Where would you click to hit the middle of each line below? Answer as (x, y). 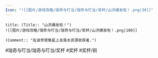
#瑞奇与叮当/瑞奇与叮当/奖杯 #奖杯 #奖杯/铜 (51, 50)
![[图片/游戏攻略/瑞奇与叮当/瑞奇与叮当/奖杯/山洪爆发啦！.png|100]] (71, 30)
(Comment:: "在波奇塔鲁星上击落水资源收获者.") (51, 40)
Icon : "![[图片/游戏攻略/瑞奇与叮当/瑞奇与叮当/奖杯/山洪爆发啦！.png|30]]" (80, 10)
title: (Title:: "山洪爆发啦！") (38, 25)
